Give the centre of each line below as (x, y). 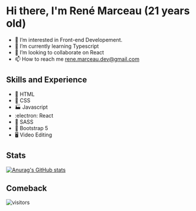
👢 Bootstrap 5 (31, 128)
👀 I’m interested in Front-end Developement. (68, 40)
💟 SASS (24, 122)
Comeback (27, 188)
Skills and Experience (47, 80)
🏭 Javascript (31, 107)
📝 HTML (24, 94)
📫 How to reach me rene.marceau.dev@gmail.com (77, 59)
